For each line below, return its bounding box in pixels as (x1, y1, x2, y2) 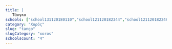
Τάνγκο (12, 12, 27, 17)
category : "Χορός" (5, 21, 45, 27)
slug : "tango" (5, 27, 36, 32)
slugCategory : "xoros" (5, 31, 54, 36)
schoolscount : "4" (5, 36, 45, 41)
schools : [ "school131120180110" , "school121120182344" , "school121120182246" (5, 17, 170, 22)
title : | (5, 7, 24, 13)
